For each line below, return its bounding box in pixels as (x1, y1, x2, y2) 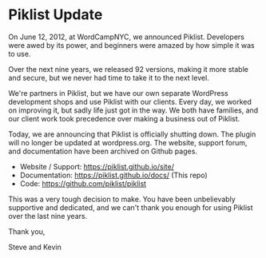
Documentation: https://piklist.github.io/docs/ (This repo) (19, 170, 208, 180)
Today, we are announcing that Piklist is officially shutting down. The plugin (8, 129, 256, 139)
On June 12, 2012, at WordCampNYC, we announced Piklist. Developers (8, 32, 245, 42)
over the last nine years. (8, 211, 88, 220)
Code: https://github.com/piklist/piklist (19, 178, 146, 189)
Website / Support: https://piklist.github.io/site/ (19, 161, 174, 171)
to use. (8, 49, 31, 58)
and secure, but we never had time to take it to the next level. (8, 73, 209, 82)
